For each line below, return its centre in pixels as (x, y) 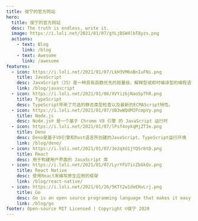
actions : (22, 39)
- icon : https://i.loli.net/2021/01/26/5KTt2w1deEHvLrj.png (87, 187)
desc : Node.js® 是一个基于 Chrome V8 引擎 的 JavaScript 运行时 (92, 121)
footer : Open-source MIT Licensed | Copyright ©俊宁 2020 (78, 209)
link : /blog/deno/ (39, 143)
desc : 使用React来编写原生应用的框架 (58, 176)
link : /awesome (40, 61)
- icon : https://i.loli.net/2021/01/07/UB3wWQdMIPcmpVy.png (87, 110)
